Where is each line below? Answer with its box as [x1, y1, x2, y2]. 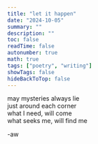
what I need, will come [7, 109, 72, 117]
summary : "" [7, 23, 42, 30]
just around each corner [7, 102, 77, 110]
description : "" [7, 29, 55, 37]
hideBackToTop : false [7, 75, 71, 82]
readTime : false [7, 43, 55, 50]
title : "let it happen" [7, 10, 77, 17]
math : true [7, 56, 39, 63]
